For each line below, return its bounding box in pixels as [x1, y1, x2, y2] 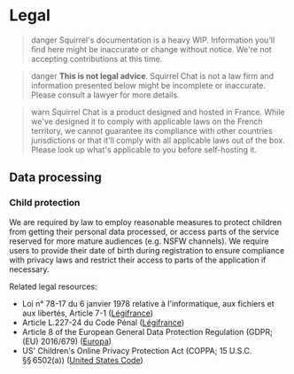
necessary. [9, 263, 50, 275]
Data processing [9, 170, 102, 185]
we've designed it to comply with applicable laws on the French [30, 116, 263, 127]
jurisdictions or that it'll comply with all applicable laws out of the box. [30, 135, 285, 145]
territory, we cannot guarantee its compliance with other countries [30, 125, 273, 136]
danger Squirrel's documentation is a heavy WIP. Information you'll [30, 35, 275, 45]
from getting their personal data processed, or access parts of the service [9, 226, 280, 237]
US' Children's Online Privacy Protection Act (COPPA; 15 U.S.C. [21, 345, 252, 355]
